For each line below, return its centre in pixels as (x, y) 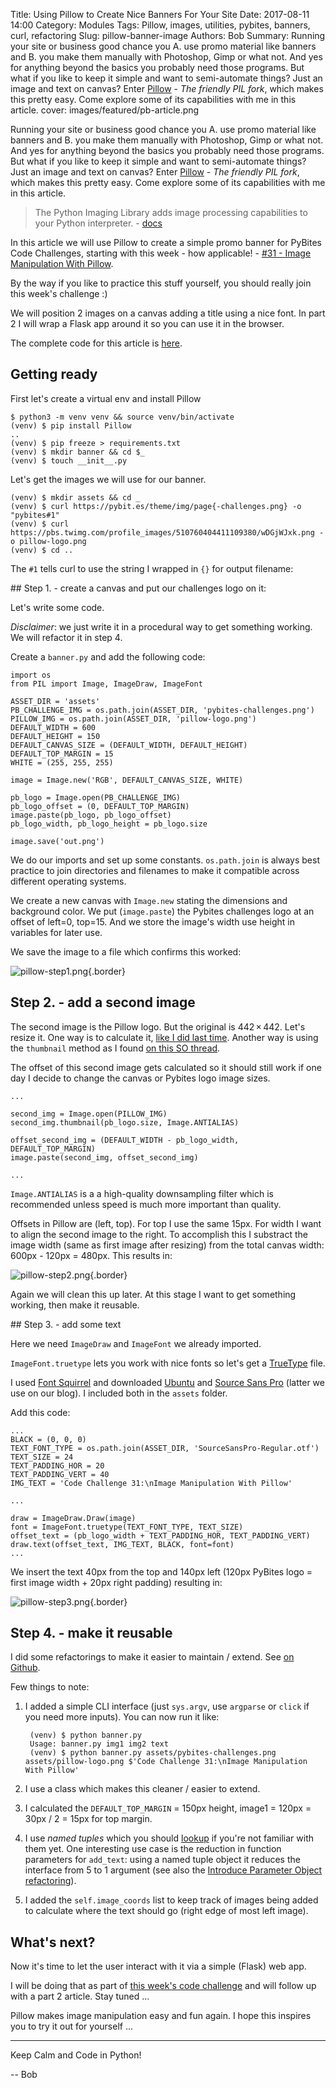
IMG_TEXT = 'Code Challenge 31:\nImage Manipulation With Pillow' (151, 1483)
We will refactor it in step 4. (66, 637)
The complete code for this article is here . (96, 343)
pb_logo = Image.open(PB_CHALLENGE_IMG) (96, 797)
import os (31, 675)
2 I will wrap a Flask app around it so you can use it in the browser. (147, 323)
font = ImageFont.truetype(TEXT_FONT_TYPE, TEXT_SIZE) (127, 1527)
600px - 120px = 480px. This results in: (91, 1255)
